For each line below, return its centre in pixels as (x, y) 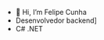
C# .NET (29, 29)
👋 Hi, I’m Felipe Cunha (51, 12)
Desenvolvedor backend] (56, 20)
